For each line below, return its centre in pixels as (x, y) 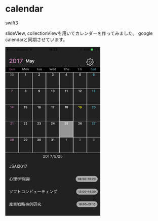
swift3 (12, 23)
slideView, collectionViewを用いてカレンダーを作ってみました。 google (79, 33)
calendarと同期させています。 (36, 39)
